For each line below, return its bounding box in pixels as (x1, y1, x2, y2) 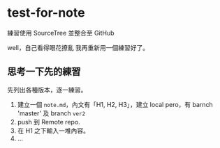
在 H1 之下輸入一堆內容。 (17, 126, 89, 135)
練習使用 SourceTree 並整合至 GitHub (7, 28, 115, 37)
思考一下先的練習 (7, 66, 81, 78)
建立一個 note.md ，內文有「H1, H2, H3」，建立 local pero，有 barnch (17, 100, 213, 108)
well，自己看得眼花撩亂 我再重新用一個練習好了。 (7, 43, 149, 51)
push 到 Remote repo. (17, 117, 80, 126)
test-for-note (7, 5, 85, 21)
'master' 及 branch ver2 (17, 109, 86, 117)
